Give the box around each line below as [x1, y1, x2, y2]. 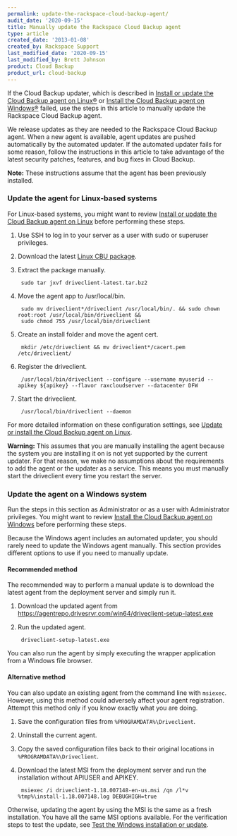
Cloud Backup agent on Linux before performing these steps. [7, 217, 186, 226]
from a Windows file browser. [7, 657, 93, 665]
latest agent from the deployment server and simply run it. [7, 588, 176, 597]
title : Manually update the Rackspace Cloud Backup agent [7, 23, 181, 30]
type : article [7, 30, 49, 37]
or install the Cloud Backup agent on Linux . [7, 428, 133, 436]
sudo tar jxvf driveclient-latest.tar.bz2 [20, 279, 148, 286]
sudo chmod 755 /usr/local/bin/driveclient [20, 317, 151, 325]
